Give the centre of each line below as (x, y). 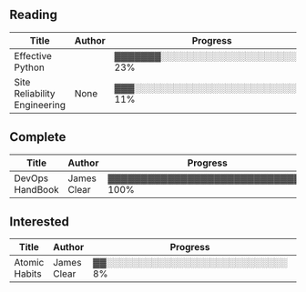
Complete (38, 137)
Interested (40, 222)
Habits (28, 274)
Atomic (29, 263)
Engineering (40, 105)
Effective (33, 55)
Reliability (35, 93)
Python (30, 67)
